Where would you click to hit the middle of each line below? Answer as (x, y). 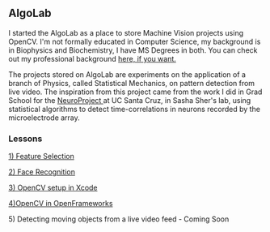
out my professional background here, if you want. (92, 58)
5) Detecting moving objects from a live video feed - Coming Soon (119, 219)
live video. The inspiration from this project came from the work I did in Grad (135, 92)
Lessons (25, 139)
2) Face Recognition (42, 172)
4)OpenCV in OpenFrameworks (61, 204)
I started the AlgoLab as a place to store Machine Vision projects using (126, 32)
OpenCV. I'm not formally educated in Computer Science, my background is (135, 41)
